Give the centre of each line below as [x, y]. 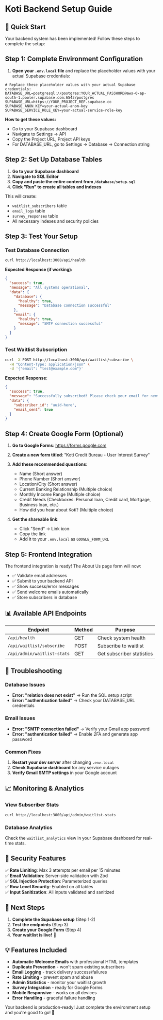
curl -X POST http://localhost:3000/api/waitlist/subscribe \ [69, 360]
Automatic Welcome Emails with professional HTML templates [75, 962]
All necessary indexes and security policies [55, 221]
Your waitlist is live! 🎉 [34, 935]
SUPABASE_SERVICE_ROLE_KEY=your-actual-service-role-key [64, 110]
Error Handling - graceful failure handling [54, 998]
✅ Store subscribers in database [44, 597]
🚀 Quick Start [25, 27]
